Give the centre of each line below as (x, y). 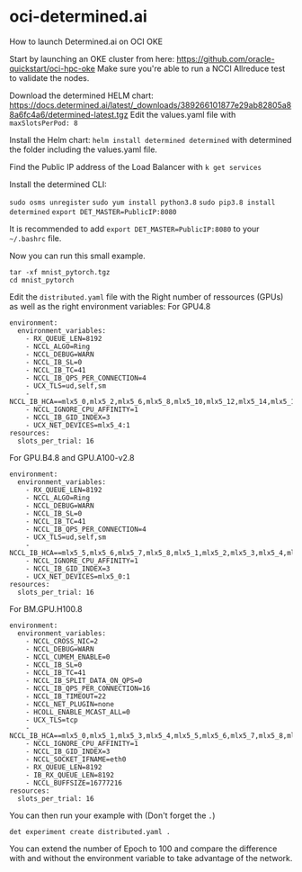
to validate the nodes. (49, 77)
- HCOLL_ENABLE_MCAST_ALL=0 (78, 712)
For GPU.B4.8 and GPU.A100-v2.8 (72, 457)
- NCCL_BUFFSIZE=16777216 (74, 783)
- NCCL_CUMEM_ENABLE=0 (68, 657)
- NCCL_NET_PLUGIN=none (70, 704)
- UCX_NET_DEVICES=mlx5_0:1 (78, 576)
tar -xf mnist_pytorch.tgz (60, 272)
